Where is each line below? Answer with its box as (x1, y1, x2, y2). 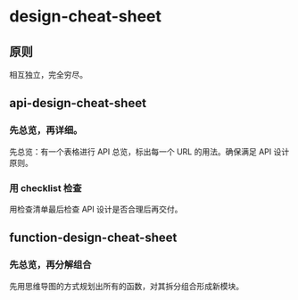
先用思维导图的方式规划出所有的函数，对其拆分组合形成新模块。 (9, 280, 244, 291)
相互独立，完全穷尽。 (9, 70, 87, 79)
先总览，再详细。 (9, 124, 83, 137)
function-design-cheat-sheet (9, 230, 178, 246)
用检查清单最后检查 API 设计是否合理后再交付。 (9, 204, 183, 214)
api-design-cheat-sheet (9, 96, 147, 111)
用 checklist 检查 (9, 181, 82, 194)
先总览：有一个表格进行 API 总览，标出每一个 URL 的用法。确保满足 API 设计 (9, 146, 290, 157)
